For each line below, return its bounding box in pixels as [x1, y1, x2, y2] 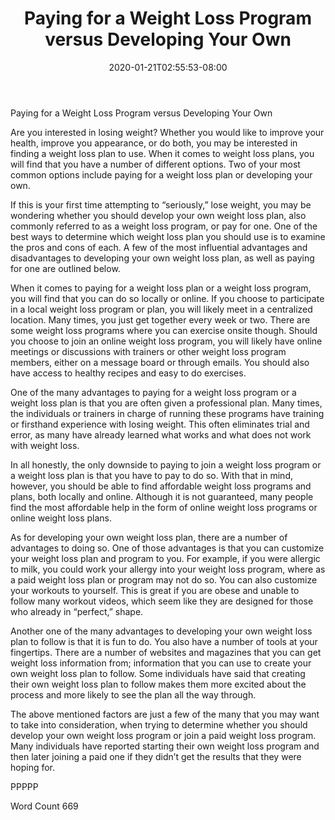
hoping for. [10, 761, 56, 773]
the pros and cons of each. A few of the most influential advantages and [10, 241, 308, 253]
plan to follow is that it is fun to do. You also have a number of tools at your [10, 635, 318, 647]
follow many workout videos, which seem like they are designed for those [10, 595, 314, 607]
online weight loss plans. [10, 512, 112, 524]
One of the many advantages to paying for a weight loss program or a [10, 386, 297, 398]
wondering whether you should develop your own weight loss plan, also [10, 209, 307, 221]
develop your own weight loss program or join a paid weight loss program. [10, 729, 317, 741]
